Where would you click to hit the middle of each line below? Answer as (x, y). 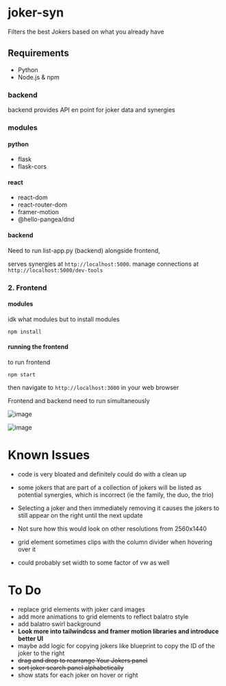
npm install (25, 332)
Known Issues (49, 455)
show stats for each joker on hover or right (78, 675)
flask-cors (32, 167)
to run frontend (29, 362)
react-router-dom (42, 205)
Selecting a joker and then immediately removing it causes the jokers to (118, 508)
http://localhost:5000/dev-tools (55, 270)
